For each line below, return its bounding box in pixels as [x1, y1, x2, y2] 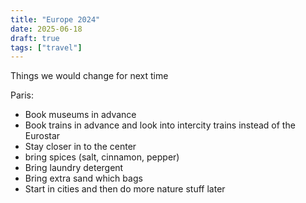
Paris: [10, 89, 35, 101]
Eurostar [24, 130, 61, 142]
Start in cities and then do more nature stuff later [24, 183, 226, 195]
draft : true [10, 33, 60, 43]
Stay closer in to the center [24, 141, 137, 153]
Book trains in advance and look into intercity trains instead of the [24, 119, 296, 131]
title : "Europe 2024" [10, 14, 101, 25]
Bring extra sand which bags [24, 172, 143, 185]
